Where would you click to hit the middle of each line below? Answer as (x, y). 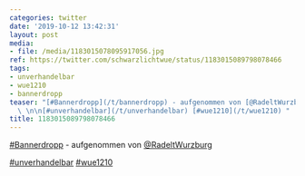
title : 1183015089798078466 (63, 119)
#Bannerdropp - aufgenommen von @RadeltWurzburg (111, 145)
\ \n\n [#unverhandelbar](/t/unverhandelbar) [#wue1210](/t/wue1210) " (154, 111)
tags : (20, 69)
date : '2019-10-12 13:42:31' (64, 26)
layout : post (34, 34)
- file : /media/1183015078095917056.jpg (87, 52)
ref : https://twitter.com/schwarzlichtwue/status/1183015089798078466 (146, 60)
